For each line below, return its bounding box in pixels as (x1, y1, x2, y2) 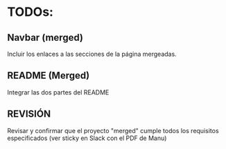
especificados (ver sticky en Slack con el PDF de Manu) (7, 134, 167, 142)
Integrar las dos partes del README (7, 88, 110, 97)
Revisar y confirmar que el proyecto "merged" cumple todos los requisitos (7, 126, 220, 135)
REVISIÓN (7, 108, 51, 120)
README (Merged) (7, 70, 90, 81)
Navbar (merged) (7, 32, 83, 43)
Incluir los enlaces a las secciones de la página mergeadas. (7, 50, 177, 58)
